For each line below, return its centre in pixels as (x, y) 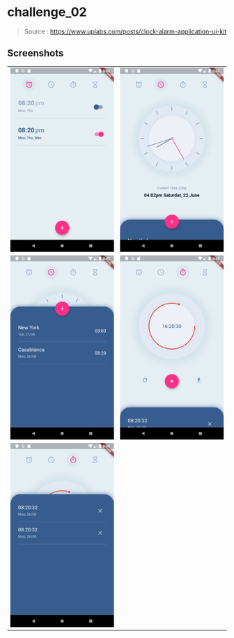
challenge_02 (47, 12)
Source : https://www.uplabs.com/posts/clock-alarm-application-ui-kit (125, 31)
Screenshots (36, 53)
